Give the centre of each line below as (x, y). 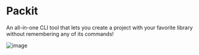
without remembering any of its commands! (60, 33)
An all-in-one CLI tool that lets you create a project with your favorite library (99, 27)
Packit (22, 11)
